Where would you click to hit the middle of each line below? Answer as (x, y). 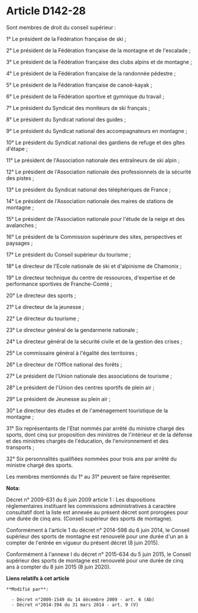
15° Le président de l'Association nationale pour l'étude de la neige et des (95, 219)
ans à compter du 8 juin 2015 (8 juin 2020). (59, 567)
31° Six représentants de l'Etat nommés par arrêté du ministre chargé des (95, 428)
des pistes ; (20, 178)
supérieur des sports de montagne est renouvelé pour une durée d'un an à (97, 536)
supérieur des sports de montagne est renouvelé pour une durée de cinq (95, 560)
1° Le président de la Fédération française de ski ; (66, 39)
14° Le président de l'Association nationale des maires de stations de (90, 201)
